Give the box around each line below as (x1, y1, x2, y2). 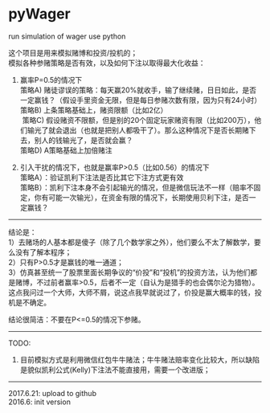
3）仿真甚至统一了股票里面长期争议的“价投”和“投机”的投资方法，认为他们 (8, 267, 251, 277)
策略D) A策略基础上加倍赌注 (19, 145, 112, 155)
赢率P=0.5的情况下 (19, 75, 83, 84)
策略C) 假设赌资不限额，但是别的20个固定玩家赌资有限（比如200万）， (22, 115, 255, 125)
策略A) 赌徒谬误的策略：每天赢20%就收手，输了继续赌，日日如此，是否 (19, 85, 257, 95)
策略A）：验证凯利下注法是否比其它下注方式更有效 (19, 172, 184, 182)
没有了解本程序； (14, 247, 72, 257)
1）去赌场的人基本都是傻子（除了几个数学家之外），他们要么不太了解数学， (8, 237, 255, 247)
